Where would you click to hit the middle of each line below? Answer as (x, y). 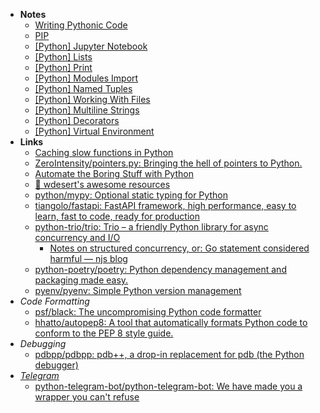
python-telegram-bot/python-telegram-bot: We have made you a (168, 386)
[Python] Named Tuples (83, 88)
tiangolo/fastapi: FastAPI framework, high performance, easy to (165, 205)
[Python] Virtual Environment (94, 131)
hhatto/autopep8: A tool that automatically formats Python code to (171, 322)
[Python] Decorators (77, 120)
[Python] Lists (63, 57)
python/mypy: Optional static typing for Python (131, 195)
